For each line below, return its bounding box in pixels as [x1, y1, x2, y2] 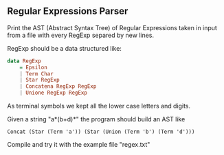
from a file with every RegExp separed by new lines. [7, 31, 155, 39]
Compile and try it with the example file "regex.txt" [7, 141, 150, 149]
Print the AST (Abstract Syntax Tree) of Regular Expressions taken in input [7, 23, 218, 32]
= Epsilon [19, 64, 48, 71]
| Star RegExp [19, 77, 60, 84]
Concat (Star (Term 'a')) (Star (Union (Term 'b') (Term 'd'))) [7, 128, 195, 136]
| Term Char [19, 70, 54, 77]
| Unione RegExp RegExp [19, 89, 88, 97]
